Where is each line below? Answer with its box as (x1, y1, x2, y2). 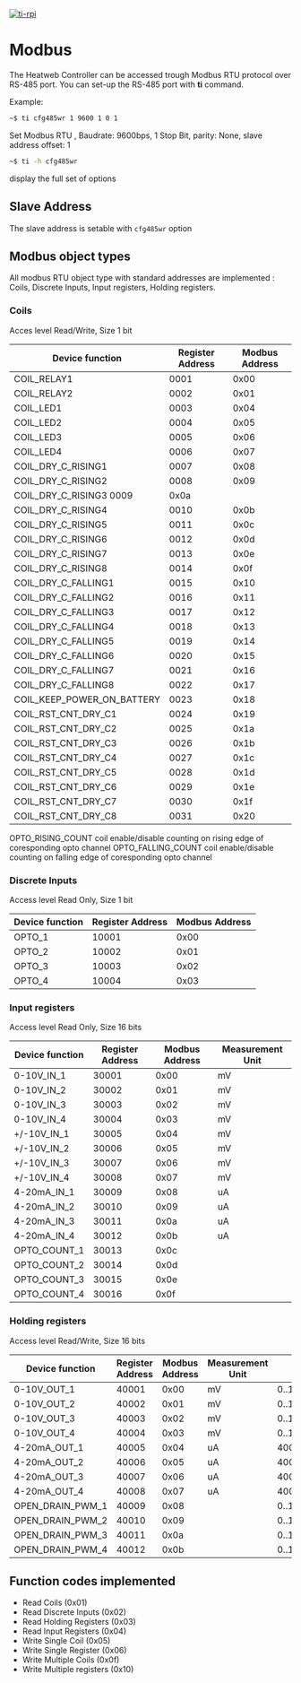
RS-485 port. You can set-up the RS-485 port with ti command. (9, 79, 245, 90)
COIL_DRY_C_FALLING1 (13, 577, 115, 589)
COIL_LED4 (13, 445, 63, 457)
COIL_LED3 (13, 430, 63, 443)
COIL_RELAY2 (13, 386, 73, 399)
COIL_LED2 (13, 416, 63, 429)
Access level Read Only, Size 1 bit (9, 894, 133, 905)
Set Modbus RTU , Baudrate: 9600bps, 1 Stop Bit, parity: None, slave (9, 130, 262, 141)
